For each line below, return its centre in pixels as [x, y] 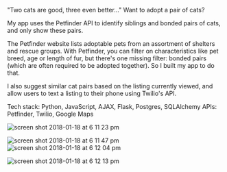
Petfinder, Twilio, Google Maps [50, 114]
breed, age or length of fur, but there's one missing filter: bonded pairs [107, 58]
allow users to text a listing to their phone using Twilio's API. [92, 93]
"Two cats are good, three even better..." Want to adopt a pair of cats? [106, 10]
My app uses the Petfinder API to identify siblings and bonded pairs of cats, [114, 23]
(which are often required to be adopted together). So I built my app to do [111, 65]
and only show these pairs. [45, 30]
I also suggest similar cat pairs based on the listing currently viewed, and [110, 86]
